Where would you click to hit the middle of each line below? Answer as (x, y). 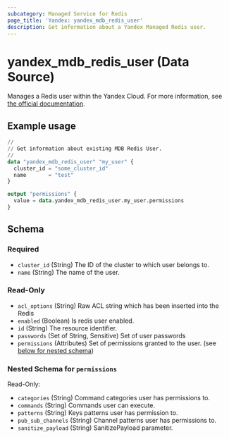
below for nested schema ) (55, 350)
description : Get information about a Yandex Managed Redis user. (107, 27)
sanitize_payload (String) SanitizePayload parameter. (95, 428)
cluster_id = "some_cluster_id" (61, 168)
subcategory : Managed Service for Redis (68, 14)
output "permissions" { (42, 194)
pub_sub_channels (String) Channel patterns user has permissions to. (117, 421)
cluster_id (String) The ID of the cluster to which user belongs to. (113, 264)
